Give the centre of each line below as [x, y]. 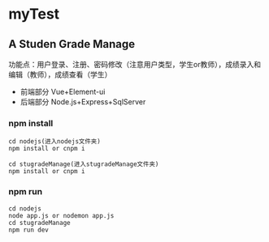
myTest [34, 14]
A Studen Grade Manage [72, 44]
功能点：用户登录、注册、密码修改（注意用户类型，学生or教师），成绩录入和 [135, 64]
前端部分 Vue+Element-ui [63, 91]
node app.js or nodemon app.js [61, 215]
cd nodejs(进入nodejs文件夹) [55, 142]
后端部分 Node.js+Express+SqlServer [83, 102]
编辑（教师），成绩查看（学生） [60, 74]
